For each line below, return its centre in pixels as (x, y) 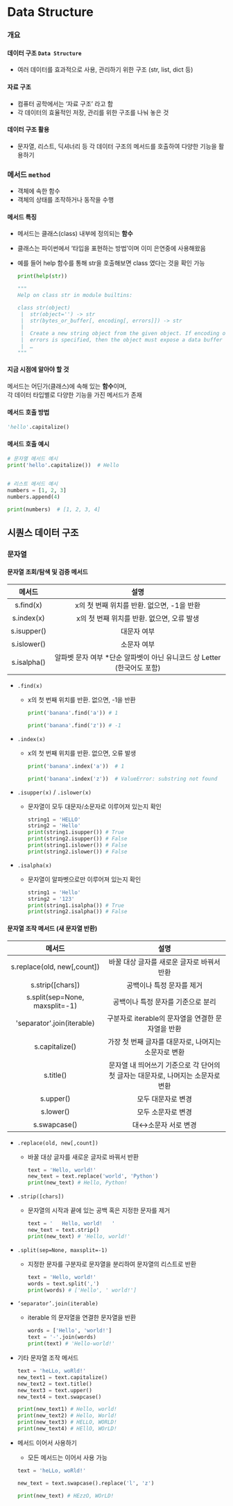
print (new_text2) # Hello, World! (67, 1416)
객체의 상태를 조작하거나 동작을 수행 (66, 200)
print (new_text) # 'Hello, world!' (79, 1236)
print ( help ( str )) (42, 276)
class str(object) (44, 307)
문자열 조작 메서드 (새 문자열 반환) (52, 928)
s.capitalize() (55, 1047)
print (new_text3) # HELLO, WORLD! (67, 1422)
